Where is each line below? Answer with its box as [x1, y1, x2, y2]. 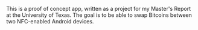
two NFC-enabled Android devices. [6, 18, 94, 25]
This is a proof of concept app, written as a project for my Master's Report [6, 5, 191, 12]
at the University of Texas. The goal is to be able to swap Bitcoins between [6, 11, 192, 19]
